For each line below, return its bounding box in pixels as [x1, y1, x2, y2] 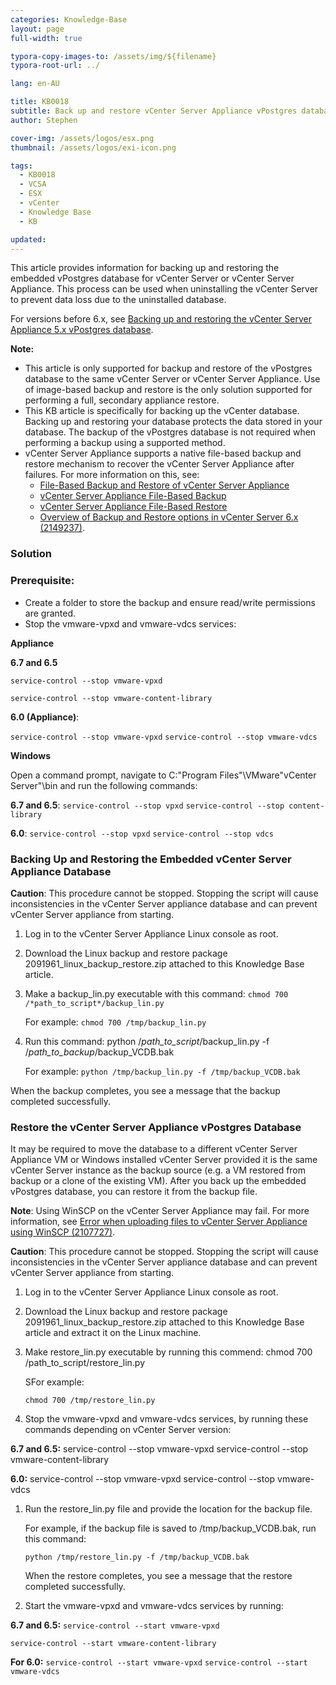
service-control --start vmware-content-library [10, 1639, 217, 1649]
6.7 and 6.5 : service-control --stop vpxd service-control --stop [10, 799, 285, 811]
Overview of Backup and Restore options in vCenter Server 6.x [39, 511, 299, 523]
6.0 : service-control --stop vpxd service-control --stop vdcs [10, 827, 274, 839]
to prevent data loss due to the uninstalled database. [10, 294, 227, 306]
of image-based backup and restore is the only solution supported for [24, 384, 313, 396]
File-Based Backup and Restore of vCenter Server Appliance [39, 479, 290, 491]
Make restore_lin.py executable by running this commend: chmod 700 [24, 1346, 313, 1358]
